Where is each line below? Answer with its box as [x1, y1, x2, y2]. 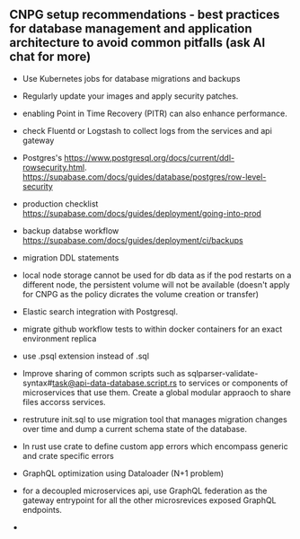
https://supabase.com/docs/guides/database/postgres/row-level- [22, 171, 267, 182]
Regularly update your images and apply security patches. [22, 90, 239, 102]
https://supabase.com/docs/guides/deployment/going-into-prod [22, 208, 262, 218]
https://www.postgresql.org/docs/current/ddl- [64, 152, 235, 163]
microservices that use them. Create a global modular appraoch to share [22, 386, 292, 398]
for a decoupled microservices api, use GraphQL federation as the [22, 485, 268, 496]
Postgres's [22, 152, 63, 163]
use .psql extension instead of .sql [22, 350, 150, 361]
